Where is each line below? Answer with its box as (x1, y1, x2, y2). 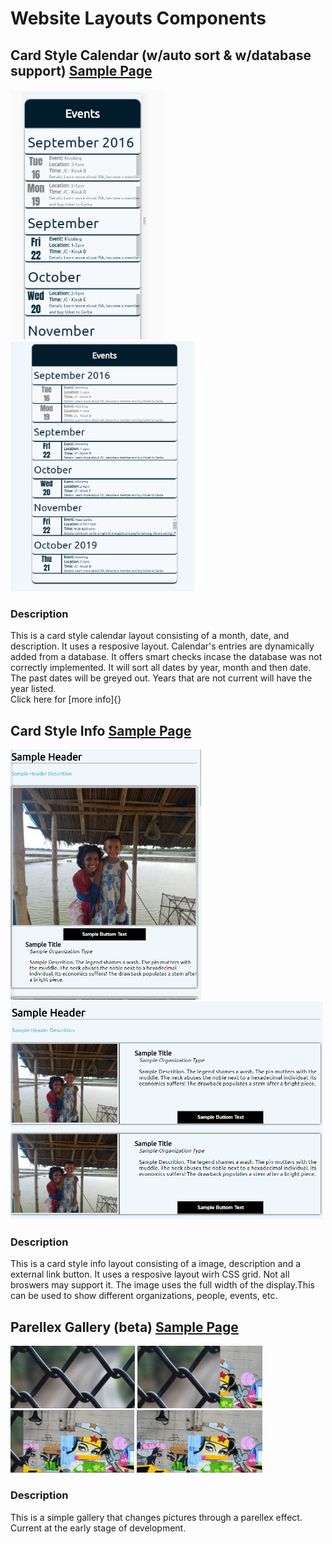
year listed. (10, 683, 57, 695)
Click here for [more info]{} (10, 693, 122, 706)
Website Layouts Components (10, 7, 267, 30)
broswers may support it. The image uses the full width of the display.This (10, 1279, 315, 1291)
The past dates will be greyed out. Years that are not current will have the (10, 672, 313, 684)
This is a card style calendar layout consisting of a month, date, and (10, 630, 290, 642)
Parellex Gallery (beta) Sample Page (10, 1318, 239, 1336)
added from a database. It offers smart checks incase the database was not (10, 651, 323, 663)
